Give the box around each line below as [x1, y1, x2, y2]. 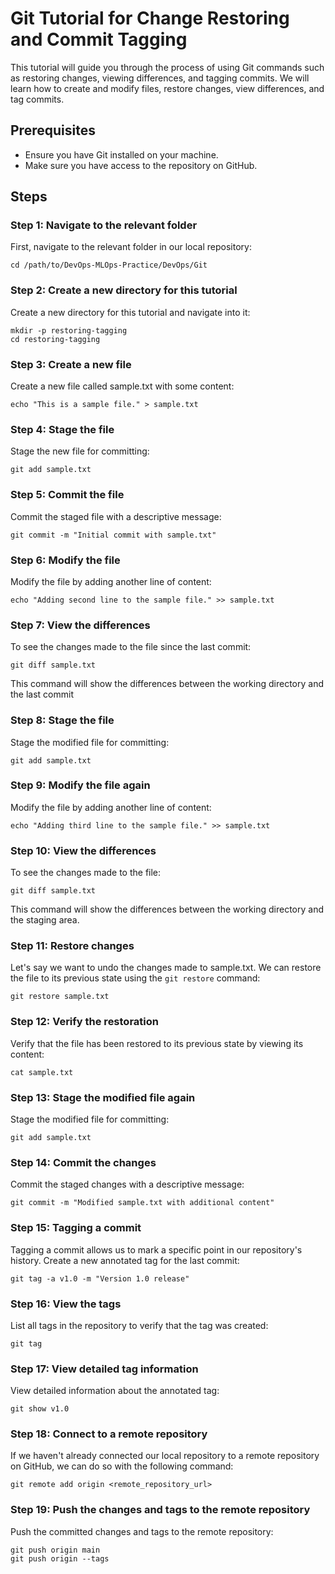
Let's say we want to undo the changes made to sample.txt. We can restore [10, 962, 322, 974]
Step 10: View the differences [10, 843, 157, 857]
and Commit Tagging [10, 28, 188, 51]
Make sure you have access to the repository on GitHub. [24, 159, 258, 171]
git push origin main [10, 1545, 101, 1555]
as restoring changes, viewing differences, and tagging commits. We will [10, 72, 310, 84]
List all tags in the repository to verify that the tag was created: [10, 1319, 269, 1331]
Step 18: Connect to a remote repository [10, 1427, 208, 1441]
